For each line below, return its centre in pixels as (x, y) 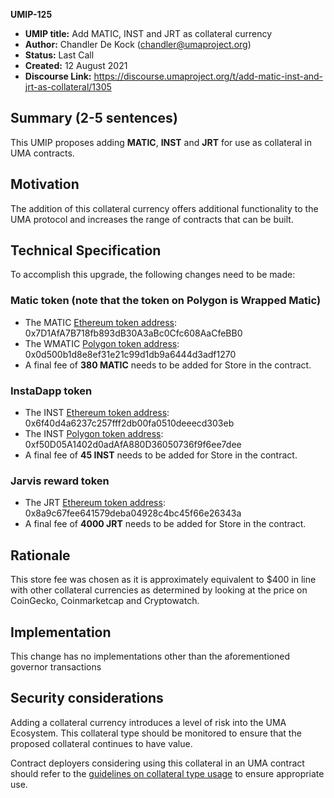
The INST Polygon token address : (94, 434)
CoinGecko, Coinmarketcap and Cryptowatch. (105, 601)
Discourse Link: (58, 76)
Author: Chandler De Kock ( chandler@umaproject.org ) (138, 44)
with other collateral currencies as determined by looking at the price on (159, 590)
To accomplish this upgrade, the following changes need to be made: (153, 275)
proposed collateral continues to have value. (101, 743)
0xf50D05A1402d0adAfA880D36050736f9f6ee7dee (133, 445)
